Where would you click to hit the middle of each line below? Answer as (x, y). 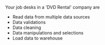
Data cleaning (27, 27)
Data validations (29, 22)
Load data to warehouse (37, 38)
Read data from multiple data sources (51, 17)
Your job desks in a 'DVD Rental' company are (52, 7)
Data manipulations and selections (48, 33)
